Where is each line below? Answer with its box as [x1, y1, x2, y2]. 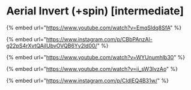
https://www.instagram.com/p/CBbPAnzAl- [46, 35, 153, 43]
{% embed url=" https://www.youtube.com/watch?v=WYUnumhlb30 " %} [6, 53, 186, 61]
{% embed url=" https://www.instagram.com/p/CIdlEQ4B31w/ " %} [6, 77, 169, 84]
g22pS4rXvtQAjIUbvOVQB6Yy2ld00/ [6, 42, 97, 49]
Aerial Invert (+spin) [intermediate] [6, 4, 184, 18]
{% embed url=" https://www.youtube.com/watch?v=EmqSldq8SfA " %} [6, 24, 182, 31]
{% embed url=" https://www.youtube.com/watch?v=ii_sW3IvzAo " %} [6, 65, 178, 73]
